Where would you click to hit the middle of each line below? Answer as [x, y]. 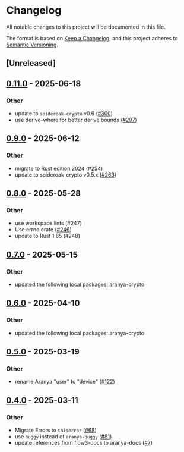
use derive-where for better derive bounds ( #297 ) [76, 120]
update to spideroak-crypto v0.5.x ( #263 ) [66, 175]
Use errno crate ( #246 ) [43, 230]
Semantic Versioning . [32, 45]
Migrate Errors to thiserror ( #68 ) [55, 430]
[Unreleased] [31, 63]
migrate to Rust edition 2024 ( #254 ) [59, 168]
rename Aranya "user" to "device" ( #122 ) [65, 382]
